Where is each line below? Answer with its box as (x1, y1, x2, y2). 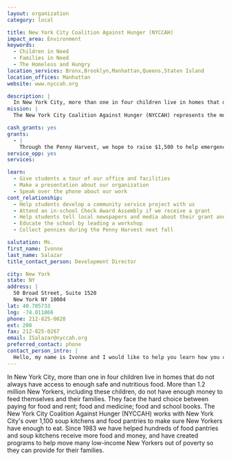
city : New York (7, 270, 51, 278)
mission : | (7, 105, 38, 112)
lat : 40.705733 (7, 303, 51, 309)
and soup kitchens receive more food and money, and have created (7, 431, 199, 440)
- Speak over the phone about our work (13, 187, 128, 195)
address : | (7, 283, 38, 290)
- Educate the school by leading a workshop (13, 220, 143, 227)
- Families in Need (13, 54, 69, 62)
